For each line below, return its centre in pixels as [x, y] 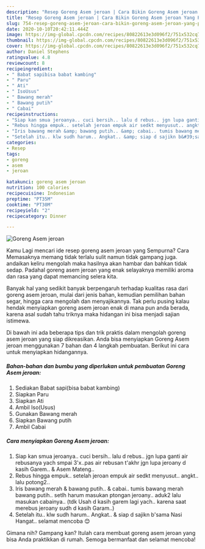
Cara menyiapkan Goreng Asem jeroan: [58, 441]
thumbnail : [20, 40]
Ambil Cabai [31, 427]
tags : [13, 154]
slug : [13, 23]
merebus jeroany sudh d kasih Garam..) [65, 508]
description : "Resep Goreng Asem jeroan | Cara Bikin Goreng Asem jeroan [102, 12]
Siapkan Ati [29, 401]
